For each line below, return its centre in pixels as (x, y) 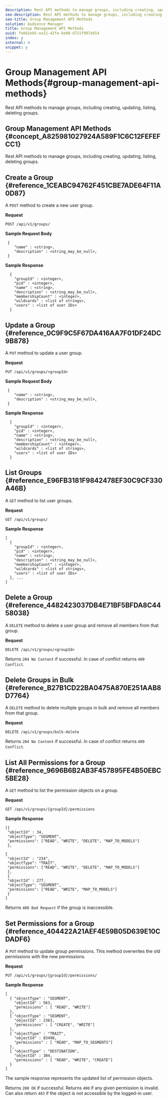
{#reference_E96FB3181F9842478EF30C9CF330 (84, 481)
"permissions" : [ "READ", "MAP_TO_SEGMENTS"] (63, 1043)
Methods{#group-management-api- (82, 83)
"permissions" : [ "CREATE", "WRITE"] (54, 1025)
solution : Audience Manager (34, 24)
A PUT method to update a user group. (44, 353)
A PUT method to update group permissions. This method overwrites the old (83, 951)
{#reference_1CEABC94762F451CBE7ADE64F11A (83, 185)
